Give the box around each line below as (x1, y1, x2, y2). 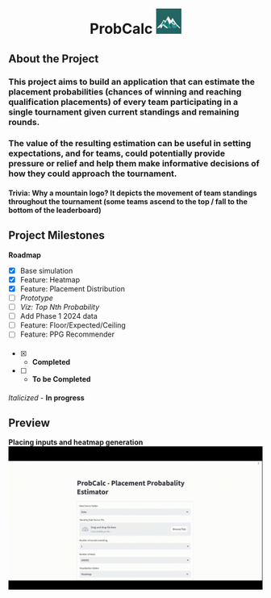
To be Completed (31, 374, 91, 383)
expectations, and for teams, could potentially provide (8, 148, 226, 159)
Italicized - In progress (8, 392, 85, 403)
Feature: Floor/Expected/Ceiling (19, 320, 127, 330)
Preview (8, 416, 51, 429)
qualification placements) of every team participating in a (8, 96, 239, 107)
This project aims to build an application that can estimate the (8, 76, 256, 87)
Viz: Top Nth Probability (19, 303, 100, 312)
